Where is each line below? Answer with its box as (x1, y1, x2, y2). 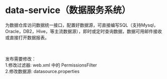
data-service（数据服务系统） (5, 4, 131, 16)
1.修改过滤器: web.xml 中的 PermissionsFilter (5, 62, 97, 68)
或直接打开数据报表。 (5, 34, 49, 40)
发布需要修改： (5, 55, 36, 61)
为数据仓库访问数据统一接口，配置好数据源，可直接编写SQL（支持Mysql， (5, 22, 158, 28)
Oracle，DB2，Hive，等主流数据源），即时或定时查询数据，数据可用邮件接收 (5, 28, 162, 34)
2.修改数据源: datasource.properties (5, 68, 80, 74)
